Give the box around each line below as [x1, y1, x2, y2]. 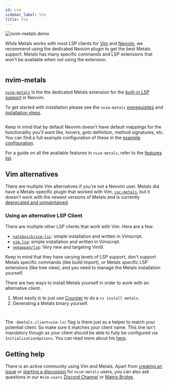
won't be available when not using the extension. [5, 57, 107, 63]
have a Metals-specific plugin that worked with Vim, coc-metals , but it [5, 189, 150, 195]
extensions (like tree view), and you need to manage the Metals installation [5, 265, 160, 271]
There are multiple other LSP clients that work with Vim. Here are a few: [5, 224, 154, 230]
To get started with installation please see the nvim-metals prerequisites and [5, 104, 163, 110]
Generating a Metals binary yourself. [12, 301, 88, 307]
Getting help [5, 350, 45, 358]
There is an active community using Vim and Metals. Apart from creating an [5, 363, 162, 369]
